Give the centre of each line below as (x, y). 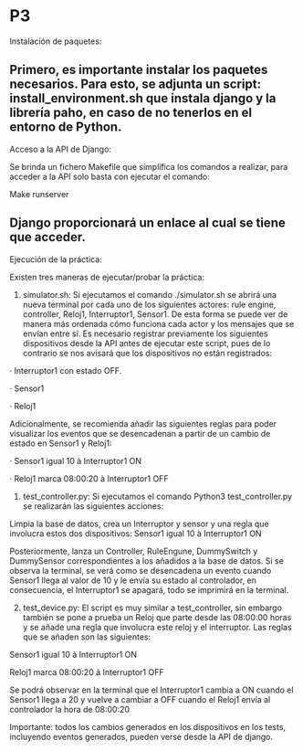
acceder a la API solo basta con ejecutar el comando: (110, 176)
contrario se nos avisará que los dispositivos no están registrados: (147, 353)
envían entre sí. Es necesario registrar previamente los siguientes (145, 333)
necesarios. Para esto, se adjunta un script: (136, 85)
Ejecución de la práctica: (56, 259)
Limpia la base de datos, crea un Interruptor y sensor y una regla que (139, 524)
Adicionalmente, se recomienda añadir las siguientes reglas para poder (143, 423)
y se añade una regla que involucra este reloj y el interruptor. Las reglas (157, 627)
